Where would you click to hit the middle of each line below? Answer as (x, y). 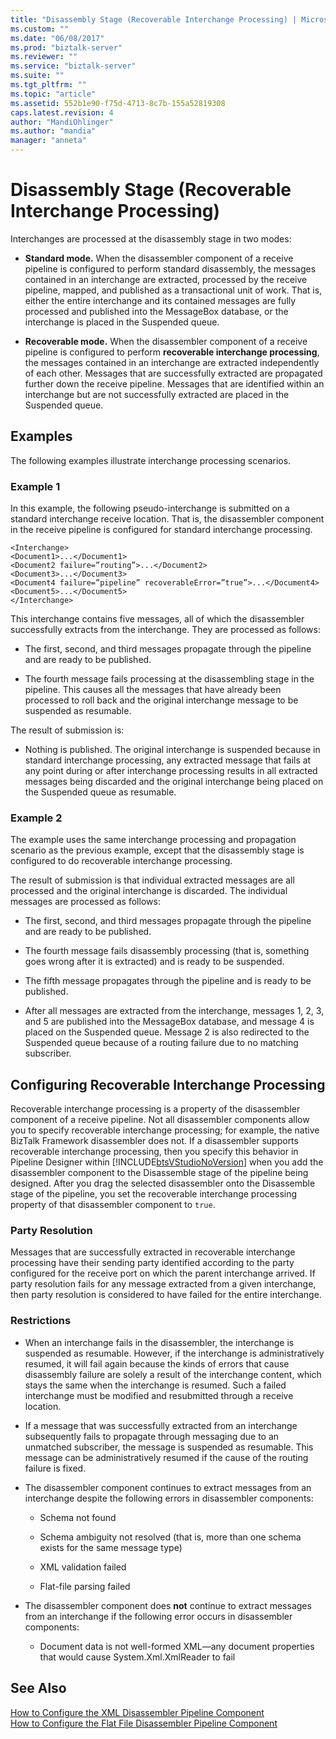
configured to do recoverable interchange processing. (121, 861)
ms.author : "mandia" (53, 131)
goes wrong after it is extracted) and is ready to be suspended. (154, 962)
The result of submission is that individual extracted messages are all (152, 880)
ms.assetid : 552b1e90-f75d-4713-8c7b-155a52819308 (118, 103)
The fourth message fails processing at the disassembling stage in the (169, 679)
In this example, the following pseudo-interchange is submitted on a (150, 508)
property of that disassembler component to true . (113, 1205)
